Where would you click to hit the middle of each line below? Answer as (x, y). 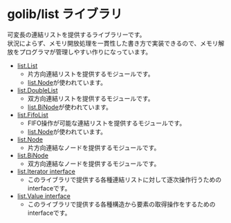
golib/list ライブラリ (65, 14)
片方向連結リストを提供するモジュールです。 (91, 74)
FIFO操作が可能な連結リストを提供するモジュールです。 (107, 123)
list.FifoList (33, 115)
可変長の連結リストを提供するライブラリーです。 (76, 35)
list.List (27, 66)
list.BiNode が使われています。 (70, 107)
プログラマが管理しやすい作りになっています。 (85, 52)
